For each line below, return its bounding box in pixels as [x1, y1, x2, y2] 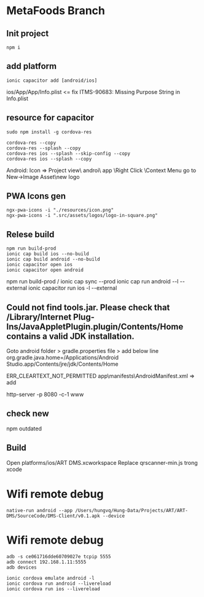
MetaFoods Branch [6, 4, 106, 18]
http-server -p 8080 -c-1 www [6, 391, 84, 398]
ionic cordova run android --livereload [6, 580, 112, 587]
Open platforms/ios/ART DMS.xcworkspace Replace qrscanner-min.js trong [6, 459, 198, 466]
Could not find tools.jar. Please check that [6, 302, 170, 312]
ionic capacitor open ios [6, 262, 73, 268]
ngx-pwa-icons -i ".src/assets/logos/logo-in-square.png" [6, 213, 158, 219]
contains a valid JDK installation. [6, 331, 135, 341]
